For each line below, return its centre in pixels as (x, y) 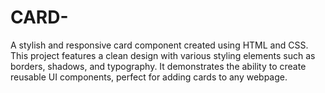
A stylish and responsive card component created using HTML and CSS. (159, 45)
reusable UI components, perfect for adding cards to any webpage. (149, 77)
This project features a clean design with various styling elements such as (163, 55)
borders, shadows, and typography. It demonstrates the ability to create (158, 66)
